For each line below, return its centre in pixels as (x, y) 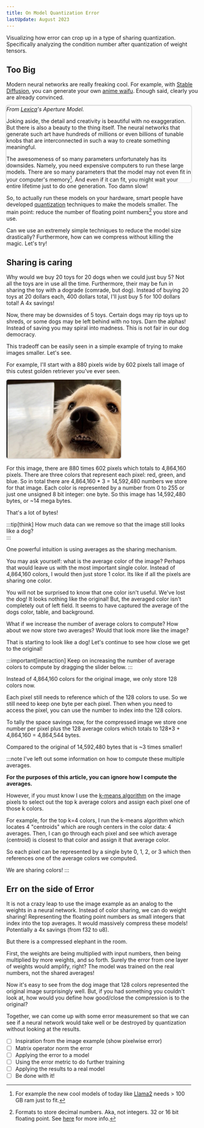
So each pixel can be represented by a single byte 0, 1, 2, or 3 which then (99, 852)
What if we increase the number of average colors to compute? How (92, 623)
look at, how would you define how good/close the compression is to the (98, 998)
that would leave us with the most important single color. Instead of (91, 567)
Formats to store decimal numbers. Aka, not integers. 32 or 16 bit (97, 1112)
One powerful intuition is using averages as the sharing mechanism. (92, 549)
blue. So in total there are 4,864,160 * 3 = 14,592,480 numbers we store (97, 481)
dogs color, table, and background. (50, 612)
